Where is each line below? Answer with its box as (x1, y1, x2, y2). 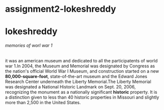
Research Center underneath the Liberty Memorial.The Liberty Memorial (5, 79, 151, 84)
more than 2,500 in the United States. (5, 99, 81, 105)
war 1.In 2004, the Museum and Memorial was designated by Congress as (5, 63, 155, 69)
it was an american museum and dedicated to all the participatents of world (5, 57, 158, 63)
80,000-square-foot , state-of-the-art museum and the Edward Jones (5, 73, 147, 79)
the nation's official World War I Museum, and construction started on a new (5, 68, 160, 74)
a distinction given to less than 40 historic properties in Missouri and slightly (5, 94, 160, 100)
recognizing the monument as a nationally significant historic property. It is (5, 89, 158, 95)
